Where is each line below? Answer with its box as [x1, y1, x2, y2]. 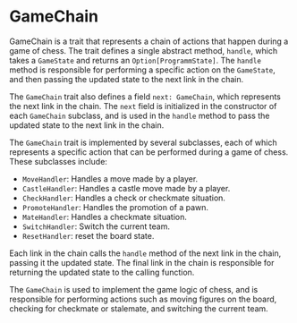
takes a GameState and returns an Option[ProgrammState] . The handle [9, 55, 262, 65]
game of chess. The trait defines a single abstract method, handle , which [9, 45, 278, 55]
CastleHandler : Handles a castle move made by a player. [21, 183, 231, 193]
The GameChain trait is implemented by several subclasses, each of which [9, 137, 277, 148]
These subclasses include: [9, 156, 107, 166]
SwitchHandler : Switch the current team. [21, 221, 170, 232]
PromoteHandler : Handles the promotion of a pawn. [21, 201, 208, 212]
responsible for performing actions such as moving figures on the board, [9, 293, 277, 304]
